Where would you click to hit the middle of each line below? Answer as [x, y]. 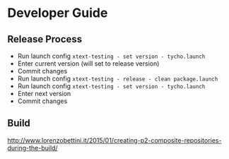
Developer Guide [58, 13]
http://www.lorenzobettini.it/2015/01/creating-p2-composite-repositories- [114, 140]
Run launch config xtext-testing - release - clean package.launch [118, 78]
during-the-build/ [33, 148]
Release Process [45, 39]
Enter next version [44, 94]
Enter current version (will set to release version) [88, 64]
